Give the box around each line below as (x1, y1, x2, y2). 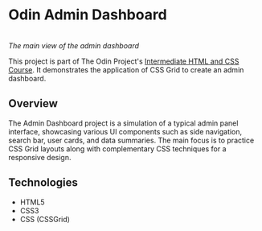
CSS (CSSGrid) (19, 214, 71, 224)
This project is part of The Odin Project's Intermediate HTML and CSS (8, 56, 239, 66)
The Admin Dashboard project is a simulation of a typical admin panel (8, 118, 239, 128)
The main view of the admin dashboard (8, 40, 139, 50)
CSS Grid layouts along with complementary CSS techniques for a (8, 143, 227, 154)
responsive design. (8, 152, 72, 162)
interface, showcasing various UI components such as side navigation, (8, 126, 243, 136)
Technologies (8, 175, 79, 190)
